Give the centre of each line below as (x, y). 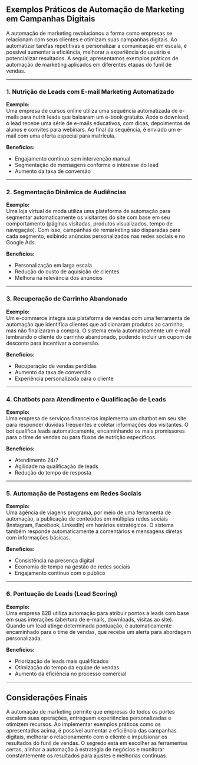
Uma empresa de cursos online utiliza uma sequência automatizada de (92, 111)
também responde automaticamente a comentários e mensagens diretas (94, 531)
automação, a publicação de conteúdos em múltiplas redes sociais (87, 519)
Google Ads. (21, 243)
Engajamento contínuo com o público (60, 573)
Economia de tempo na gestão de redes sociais (72, 567)
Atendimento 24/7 (37, 460)
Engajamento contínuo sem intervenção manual (72, 159)
